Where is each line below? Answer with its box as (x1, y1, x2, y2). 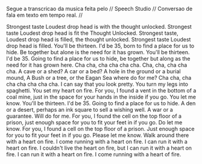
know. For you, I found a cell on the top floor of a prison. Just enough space (6, 126, 195, 132)
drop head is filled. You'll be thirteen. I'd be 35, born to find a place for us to (6, 42, 195, 49)
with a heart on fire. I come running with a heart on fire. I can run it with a (6, 138, 188, 145)
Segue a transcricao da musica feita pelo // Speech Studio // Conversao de (6, 5, 193, 12)
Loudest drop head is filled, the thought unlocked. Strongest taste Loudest (6, 36, 191, 43)
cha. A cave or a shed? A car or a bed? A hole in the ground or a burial (6, 68, 181, 74)
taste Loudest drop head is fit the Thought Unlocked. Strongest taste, (6, 29, 179, 37)
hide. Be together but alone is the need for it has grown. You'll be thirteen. (6, 49, 190, 56)
